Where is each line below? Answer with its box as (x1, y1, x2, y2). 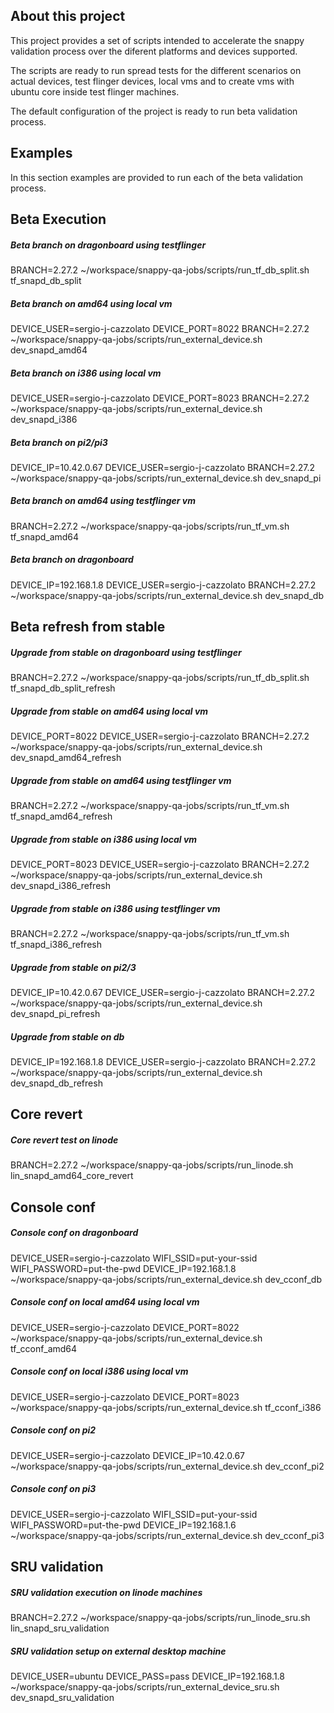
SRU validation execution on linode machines (10, 1586, 203, 1598)
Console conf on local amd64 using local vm (10, 1296, 200, 1308)
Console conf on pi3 (10, 1483, 97, 1495)
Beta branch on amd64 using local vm (10, 297, 173, 309)
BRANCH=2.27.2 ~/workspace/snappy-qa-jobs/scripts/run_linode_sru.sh (10, 1611, 311, 1623)
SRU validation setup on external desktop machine (10, 1645, 227, 1657)
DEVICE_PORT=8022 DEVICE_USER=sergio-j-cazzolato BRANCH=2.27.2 (10, 730, 310, 743)
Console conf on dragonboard (10, 1227, 139, 1239)
